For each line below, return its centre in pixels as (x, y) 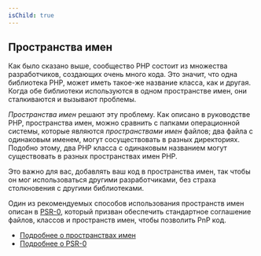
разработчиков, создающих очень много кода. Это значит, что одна (123, 75)
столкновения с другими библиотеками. (76, 188)
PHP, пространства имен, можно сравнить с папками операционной (124, 123)
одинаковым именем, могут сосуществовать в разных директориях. (124, 140)
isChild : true (31, 15)
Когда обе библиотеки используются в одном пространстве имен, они (128, 91)
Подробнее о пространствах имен (77, 236)
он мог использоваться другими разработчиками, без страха (112, 180)
